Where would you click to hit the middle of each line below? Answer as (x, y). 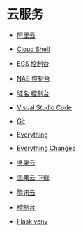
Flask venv (32, 221)
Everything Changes (46, 148)
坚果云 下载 (33, 177)
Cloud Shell (33, 49)
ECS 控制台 (33, 63)
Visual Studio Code (44, 107)
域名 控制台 (33, 93)
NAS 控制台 (33, 79)
